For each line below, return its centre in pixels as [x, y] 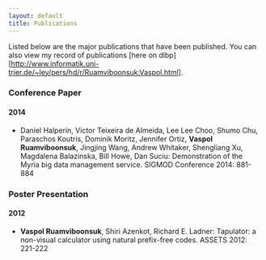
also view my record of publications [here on [83, 55]
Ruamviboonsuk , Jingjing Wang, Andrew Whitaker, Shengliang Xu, [131, 147]
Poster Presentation [49, 194]
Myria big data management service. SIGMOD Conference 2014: [127, 164]
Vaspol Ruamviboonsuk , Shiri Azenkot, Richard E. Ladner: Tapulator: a [138, 231]
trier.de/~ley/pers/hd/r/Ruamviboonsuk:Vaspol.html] [95, 72]
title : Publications [43, 23]
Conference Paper [45, 93]
